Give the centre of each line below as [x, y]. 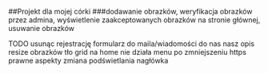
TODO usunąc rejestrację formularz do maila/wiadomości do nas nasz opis [131, 44]
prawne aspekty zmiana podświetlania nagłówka [88, 60]
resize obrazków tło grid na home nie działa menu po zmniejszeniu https [127, 52]
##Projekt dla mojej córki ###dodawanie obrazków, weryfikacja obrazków [130, 12]
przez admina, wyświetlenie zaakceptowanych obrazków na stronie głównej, [134, 20]
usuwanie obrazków [41, 28]
